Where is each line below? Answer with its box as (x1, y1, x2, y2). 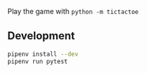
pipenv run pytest (7, 57, 68, 65)
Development (7, 29, 76, 42)
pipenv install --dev (7, 50, 79, 58)
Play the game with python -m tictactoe (7, 7, 139, 16)
